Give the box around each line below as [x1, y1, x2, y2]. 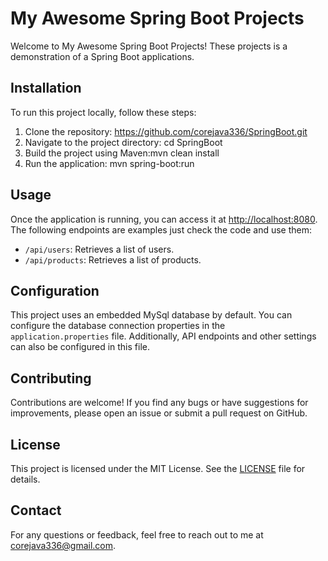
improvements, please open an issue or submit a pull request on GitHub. [10, 407, 308, 419]
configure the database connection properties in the [10, 320, 226, 332]
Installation [10, 80, 82, 97]
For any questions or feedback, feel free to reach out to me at [10, 528, 264, 541]
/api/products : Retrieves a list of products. [24, 253, 202, 266]
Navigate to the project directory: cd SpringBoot [24, 136, 223, 148]
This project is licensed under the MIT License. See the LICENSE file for [10, 463, 306, 474]
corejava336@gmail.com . [10, 539, 117, 551]
